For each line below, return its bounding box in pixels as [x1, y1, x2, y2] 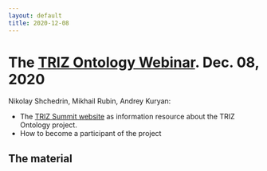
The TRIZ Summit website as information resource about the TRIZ [19, 112, 235, 122]
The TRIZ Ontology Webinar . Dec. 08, [8, 53, 260, 72]
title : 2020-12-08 [8, 19, 69, 27]
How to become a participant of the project [19, 129, 162, 138]
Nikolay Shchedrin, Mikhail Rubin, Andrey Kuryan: [8, 96, 171, 106]
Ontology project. [19, 120, 77, 130]
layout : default [8, 11, 62, 20]
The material [8, 152, 73, 165]
